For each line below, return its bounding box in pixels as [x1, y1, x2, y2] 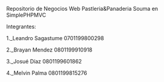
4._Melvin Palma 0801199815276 [6, 69, 87, 77]
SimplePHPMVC [6, 11, 46, 19]
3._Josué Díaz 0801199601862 [6, 58, 83, 65]
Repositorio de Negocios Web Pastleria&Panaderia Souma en [6, 5, 159, 12]
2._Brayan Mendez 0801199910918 [6, 46, 92, 53]
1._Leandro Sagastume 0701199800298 [6, 35, 104, 41]
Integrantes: [6, 23, 36, 30]
